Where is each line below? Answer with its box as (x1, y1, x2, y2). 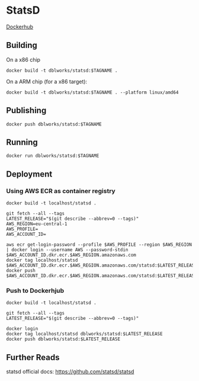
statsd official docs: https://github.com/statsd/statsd (6, 368, 134, 375)
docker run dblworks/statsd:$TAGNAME (6, 153, 99, 159)
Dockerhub (6, 23, 34, 30)
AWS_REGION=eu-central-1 (6, 221, 68, 227)
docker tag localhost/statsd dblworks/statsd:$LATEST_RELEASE (6, 331, 163, 337)
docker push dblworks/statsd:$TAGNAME (6, 121, 102, 127)
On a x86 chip (6, 56, 40, 63)
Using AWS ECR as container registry (6, 187, 115, 195)
